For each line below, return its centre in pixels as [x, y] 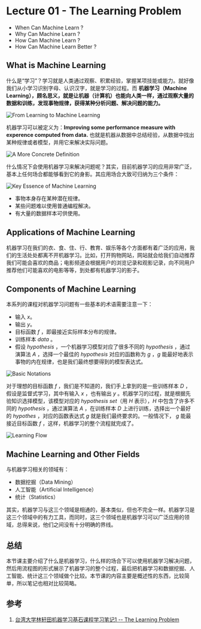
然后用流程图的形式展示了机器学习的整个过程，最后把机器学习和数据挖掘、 [98, 568]
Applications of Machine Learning [71, 232]
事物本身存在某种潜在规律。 [49, 198]
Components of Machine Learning [71, 289]
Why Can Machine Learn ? [48, 33]
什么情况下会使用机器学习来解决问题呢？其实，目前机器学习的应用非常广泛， [100, 166]
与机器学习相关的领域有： [38, 469]
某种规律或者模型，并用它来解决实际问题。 [59, 142]
